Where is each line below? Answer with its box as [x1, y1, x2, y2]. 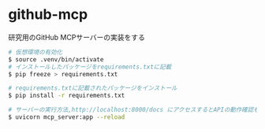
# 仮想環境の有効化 [8, 48, 63, 56]
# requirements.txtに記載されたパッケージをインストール [8, 84, 177, 92]
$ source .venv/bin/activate [8, 55, 104, 64]
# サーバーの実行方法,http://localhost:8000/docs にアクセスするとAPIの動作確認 [8, 106, 254, 114]
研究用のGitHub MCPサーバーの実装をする [8, 32, 146, 42]
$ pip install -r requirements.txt [8, 92, 125, 100]
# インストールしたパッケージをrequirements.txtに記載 [8, 63, 172, 71]
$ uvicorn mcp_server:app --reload [8, 113, 125, 121]
